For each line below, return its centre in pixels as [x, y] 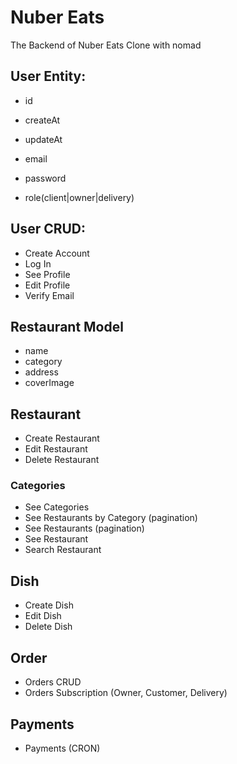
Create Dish [49, 605]
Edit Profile [47, 285]
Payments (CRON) [62, 748]
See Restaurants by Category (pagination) [111, 518]
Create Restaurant [62, 438]
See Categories [57, 507]
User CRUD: [48, 229]
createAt [42, 120]
